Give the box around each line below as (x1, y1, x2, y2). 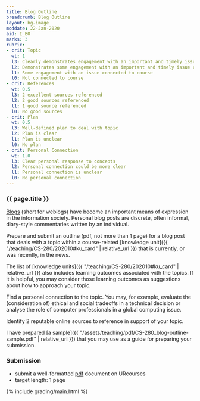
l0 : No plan (11, 141, 42, 148)
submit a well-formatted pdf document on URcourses (14, 370, 146, 377)
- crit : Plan (6, 114, 39, 120)
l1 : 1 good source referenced (11, 102, 86, 109)
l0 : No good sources (11, 108, 62, 114)
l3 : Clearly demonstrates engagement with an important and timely (11, 58, 183, 64)
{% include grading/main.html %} (6, 388, 88, 395)
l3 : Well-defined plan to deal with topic (11, 125, 118, 131)
